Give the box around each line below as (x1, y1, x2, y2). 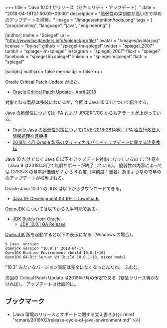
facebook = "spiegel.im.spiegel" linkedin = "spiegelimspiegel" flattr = (5, 54, 148, 59)
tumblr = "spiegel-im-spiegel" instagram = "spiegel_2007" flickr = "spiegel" (5, 48, 161, 54)
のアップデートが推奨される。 (5, 175, 66, 181)
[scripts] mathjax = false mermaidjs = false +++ (5, 69, 103, 74)
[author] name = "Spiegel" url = (5, 32, 70, 38)
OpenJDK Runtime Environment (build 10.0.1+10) (5, 250, 106, 255)
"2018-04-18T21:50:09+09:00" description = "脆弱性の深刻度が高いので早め (5, 11, 162, 17)
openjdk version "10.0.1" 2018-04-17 (5, 246, 84, 251)
